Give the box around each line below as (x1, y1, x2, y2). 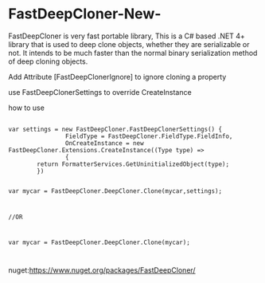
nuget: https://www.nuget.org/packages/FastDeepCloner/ (8, 265, 197, 275)
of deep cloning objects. (8, 57, 88, 66)
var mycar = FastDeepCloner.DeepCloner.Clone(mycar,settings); (8, 187, 223, 195)
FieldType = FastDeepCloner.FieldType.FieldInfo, (64, 132, 233, 140)
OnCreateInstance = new (64, 139, 145, 147)
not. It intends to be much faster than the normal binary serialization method (8, 48, 258, 57)
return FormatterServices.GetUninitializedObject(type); (37, 160, 229, 168)
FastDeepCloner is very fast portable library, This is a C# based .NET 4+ (8, 31, 245, 41)
